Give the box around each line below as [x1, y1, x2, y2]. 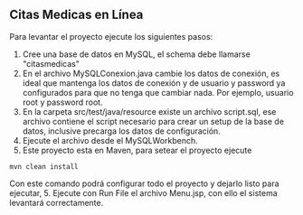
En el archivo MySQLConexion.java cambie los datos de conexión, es [22, 68, 280, 79]
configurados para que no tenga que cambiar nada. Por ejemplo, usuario [22, 87, 294, 98]
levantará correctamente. [9, 197, 104, 208]
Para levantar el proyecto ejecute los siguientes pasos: [9, 31, 213, 42]
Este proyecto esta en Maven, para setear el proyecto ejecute [22, 145, 252, 155]
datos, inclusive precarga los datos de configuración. [22, 126, 222, 136]
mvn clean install [9, 162, 79, 171]
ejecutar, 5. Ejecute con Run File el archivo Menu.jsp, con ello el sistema [9, 187, 278, 198]
